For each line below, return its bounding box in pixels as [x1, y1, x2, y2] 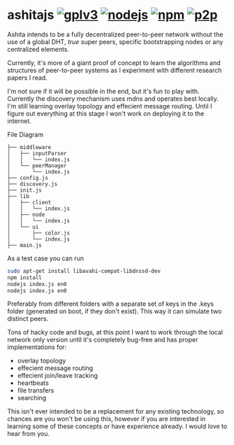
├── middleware [7, 143, 52, 150]
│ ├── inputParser [7, 150, 68, 157]
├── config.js [7, 174, 49, 181]
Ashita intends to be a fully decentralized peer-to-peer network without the [7, 30, 224, 38]
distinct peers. [7, 315, 49, 323]
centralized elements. [7, 45, 70, 53]
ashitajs [7, 7, 54, 23]
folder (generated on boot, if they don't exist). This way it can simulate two [7, 307, 222, 316]
